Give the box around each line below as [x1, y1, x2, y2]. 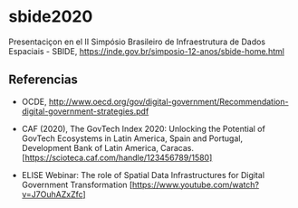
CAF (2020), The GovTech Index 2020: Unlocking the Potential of [21, 123, 266, 134]
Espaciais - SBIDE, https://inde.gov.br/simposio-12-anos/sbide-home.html [8, 45, 284, 56]
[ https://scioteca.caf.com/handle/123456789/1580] [21, 152, 213, 163]
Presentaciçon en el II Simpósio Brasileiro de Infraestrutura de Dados [8, 36, 266, 47]
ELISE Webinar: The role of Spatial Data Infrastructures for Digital [21, 169, 264, 180]
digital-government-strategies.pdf [21, 106, 149, 117]
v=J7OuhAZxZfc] [21, 188, 87, 200]
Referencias [8, 72, 79, 88]
